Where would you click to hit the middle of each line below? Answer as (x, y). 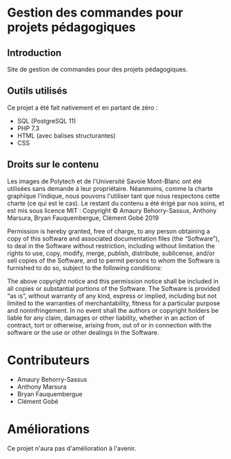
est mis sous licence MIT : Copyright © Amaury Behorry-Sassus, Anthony (112, 210)
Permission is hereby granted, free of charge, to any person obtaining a (109, 231)
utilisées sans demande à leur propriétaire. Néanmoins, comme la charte (110, 188)
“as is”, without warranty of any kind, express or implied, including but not (112, 296)
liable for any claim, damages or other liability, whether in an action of (106, 318)
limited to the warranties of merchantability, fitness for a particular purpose (114, 303)
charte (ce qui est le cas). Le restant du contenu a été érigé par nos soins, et (116, 203)
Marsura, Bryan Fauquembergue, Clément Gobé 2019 (83, 218)
